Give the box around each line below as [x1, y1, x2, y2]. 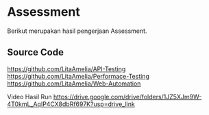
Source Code [7, 47, 64, 58]
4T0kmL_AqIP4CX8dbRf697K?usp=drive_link [7, 100, 135, 108]
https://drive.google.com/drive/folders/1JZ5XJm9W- [53, 92, 202, 101]
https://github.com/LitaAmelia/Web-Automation [7, 79, 141, 88]
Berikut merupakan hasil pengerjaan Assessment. [7, 27, 147, 35]
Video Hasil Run [7, 92, 53, 101]
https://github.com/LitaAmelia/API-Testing [7, 64, 126, 73]
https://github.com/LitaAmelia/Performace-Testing [7, 72, 149, 80]
